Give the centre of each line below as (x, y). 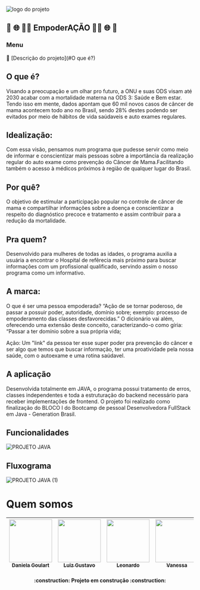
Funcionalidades (38, 433)
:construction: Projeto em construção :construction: (100, 580)
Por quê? (23, 187)
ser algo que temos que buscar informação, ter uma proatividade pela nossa (100, 349)
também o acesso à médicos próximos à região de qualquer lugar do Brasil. (99, 169)
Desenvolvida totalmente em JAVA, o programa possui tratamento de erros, (99, 388)
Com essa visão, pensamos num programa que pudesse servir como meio (97, 150)
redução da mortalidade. (36, 221)
